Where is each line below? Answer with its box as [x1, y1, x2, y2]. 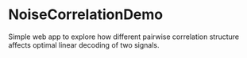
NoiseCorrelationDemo [8, 6, 164, 24]
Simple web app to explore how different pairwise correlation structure [8, 32, 240, 41]
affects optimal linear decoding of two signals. [8, 40, 160, 49]
